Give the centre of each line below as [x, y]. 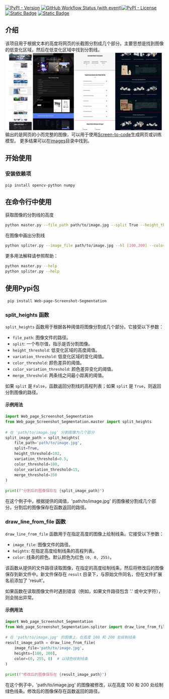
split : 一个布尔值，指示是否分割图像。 [53, 343]
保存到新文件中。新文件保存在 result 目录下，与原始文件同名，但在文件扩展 [84, 574]
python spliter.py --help [32, 272]
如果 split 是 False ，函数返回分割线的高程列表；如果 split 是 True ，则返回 [83, 386]
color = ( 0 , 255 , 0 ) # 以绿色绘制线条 [51, 659]
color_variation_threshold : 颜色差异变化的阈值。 [64, 369]
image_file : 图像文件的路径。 [43, 544]
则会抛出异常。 [21, 597]
